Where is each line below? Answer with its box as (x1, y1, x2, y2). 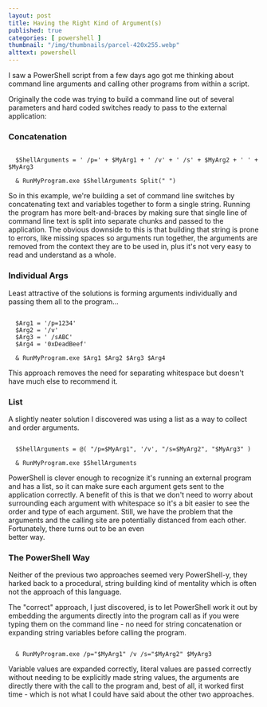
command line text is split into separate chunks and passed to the (8, 217, 224, 226)
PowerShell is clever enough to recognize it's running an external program (8, 473, 253, 482)
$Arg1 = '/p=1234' (15, 319, 77, 327)
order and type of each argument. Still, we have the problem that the (8, 506, 234, 516)
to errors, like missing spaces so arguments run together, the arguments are (8, 233, 257, 243)
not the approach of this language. (8, 587, 122, 597)
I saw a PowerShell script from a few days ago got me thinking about (8, 71, 234, 80)
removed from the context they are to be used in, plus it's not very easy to (8, 242, 252, 252)
